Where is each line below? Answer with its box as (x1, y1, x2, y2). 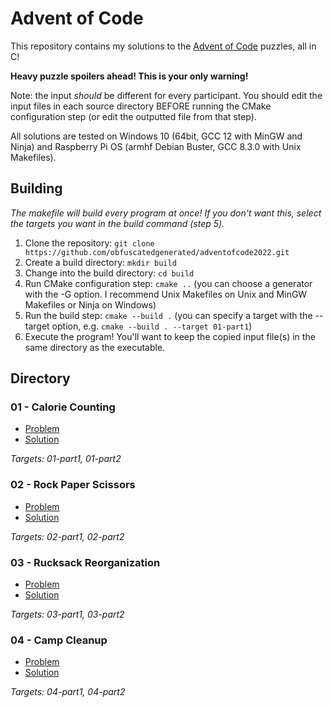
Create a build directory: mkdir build (24, 256, 177, 268)
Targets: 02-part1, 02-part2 (10, 530, 125, 542)
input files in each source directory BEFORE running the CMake (10, 100, 272, 112)
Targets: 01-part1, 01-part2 (10, 453, 122, 465)
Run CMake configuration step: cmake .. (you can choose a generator (24, 277, 313, 289)
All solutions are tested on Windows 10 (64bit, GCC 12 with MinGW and (10, 130, 303, 142)
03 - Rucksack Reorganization (10, 555, 161, 569)
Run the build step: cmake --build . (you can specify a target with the (24, 309, 313, 321)
